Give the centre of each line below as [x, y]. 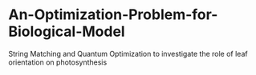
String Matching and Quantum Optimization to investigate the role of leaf [128, 53]
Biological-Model [67, 32]
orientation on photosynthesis [58, 62]
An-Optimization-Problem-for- [113, 15]
